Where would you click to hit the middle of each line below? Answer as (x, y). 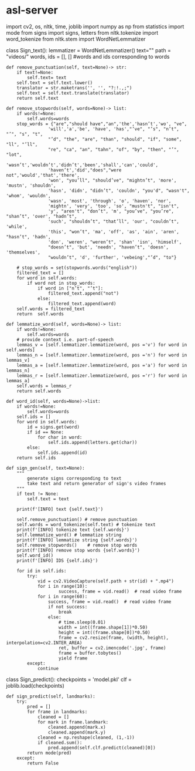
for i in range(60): (62, 597)
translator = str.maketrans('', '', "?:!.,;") (74, 88)
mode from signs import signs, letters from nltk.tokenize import (82, 32)
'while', (17, 227)
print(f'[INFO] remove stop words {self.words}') (78, 550)
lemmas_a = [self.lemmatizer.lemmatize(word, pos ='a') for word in (102, 365)
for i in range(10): (62, 586)
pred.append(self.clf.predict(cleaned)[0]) (102, 748)
